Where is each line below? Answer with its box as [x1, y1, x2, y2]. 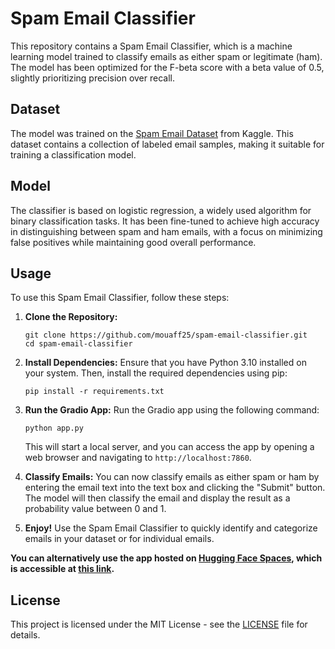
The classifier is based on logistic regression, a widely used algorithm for [10, 204, 312, 216]
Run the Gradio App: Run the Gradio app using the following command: [24, 404, 320, 416]
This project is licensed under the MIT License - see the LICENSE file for [10, 618, 308, 631]
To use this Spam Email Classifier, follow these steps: [10, 292, 230, 304]
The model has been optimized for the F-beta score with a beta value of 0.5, [10, 61, 325, 73]
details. [10, 629, 41, 641]
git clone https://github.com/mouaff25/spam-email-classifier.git [24, 330, 308, 341]
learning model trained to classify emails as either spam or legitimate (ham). [10, 50, 323, 62]
